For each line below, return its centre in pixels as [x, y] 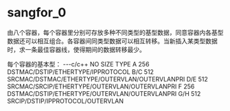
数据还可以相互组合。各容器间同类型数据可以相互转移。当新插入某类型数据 [112, 41]
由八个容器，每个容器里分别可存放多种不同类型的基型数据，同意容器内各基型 [115, 32]
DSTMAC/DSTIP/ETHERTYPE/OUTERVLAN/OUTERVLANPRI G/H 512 [104, 93]
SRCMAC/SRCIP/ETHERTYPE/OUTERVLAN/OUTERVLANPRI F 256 [101, 86]
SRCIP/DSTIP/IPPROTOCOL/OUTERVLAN [66, 101]
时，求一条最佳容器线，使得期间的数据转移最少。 [76, 49]
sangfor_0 [37, 13]
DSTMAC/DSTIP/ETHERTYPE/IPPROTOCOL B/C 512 [81, 72]
